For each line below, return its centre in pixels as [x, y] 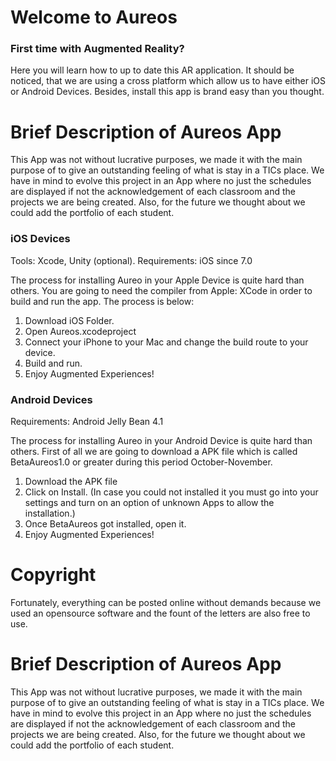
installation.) [50, 513]
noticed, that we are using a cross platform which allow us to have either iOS [168, 81]
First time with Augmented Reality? [97, 49]
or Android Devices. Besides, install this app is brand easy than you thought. [167, 92]
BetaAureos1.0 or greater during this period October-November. [141, 462]
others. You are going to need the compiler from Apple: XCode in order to [161, 290]
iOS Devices [40, 239]
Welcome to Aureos [94, 17]
